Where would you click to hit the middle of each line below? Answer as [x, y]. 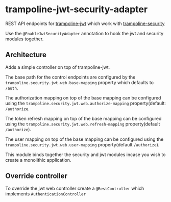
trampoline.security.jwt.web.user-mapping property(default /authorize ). [82, 144]
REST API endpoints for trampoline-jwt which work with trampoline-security [85, 23]
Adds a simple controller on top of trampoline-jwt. [58, 67]
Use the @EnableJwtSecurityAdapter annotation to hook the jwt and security [84, 33]
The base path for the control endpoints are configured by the [70, 77]
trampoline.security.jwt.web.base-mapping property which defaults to [80, 82]
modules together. [25, 39]
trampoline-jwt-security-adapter [77, 9]
